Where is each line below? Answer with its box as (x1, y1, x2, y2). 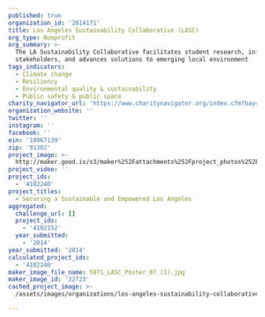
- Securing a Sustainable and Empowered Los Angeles (15, 195, 192, 203)
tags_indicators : (8, 63, 65, 71)
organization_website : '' (8, 107, 93, 115)
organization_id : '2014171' (8, 19, 101, 27)
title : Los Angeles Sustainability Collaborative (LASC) (8, 26, 200, 34)
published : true (8, 11, 62, 20)
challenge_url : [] (15, 210, 77, 218)
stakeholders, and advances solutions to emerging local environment (15, 56, 248, 64)
